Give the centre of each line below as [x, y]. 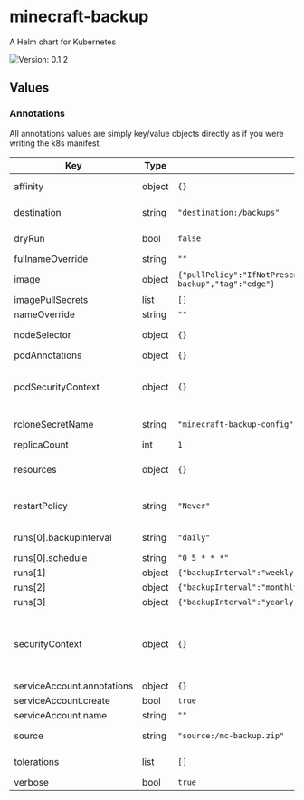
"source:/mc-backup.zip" [231, 735]
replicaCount [42, 444]
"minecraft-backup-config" [236, 424]
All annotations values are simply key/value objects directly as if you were [147, 133]
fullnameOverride [51, 258]
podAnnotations [48, 355]
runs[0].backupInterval [63, 537]
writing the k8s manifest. [56, 143]
